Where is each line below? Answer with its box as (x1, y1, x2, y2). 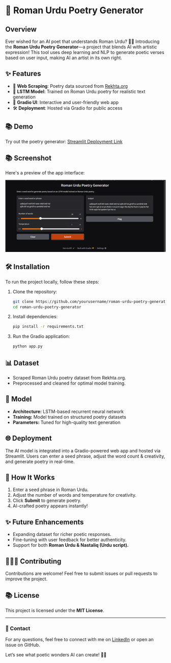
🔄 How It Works (5, 473, 55, 481)
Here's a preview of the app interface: (5, 170, 85, 176)
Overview (5, 25, 37, 34)
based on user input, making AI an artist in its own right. (5, 55, 122, 61)
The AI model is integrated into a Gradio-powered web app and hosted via (5, 447, 161, 453)
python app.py (12, 344, 43, 349)
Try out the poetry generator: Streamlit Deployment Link (5, 138, 123, 144)
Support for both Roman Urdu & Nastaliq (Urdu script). (12, 542, 129, 548)
